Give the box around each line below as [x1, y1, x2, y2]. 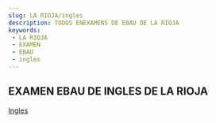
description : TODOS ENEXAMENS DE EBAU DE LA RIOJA [8, 19, 179, 27]
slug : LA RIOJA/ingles [8, 11, 83, 20]
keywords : [8, 26, 41, 34]
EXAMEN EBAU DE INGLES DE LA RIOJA [8, 84, 209, 99]
